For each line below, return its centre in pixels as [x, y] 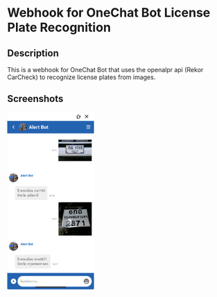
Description [33, 53]
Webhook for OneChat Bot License [109, 13]
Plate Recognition [59, 27]
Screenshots [35, 99]
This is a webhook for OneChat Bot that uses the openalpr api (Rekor [105, 70]
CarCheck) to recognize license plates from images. [81, 77]
